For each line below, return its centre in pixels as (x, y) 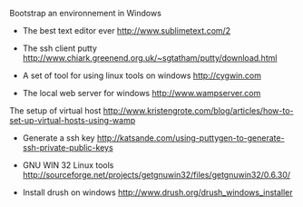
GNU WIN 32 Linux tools (68, 165)
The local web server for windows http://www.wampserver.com (142, 93)
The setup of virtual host (55, 111)
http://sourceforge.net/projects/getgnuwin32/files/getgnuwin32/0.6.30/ (156, 175)
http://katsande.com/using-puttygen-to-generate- (191, 138)
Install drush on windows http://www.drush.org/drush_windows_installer (157, 192)
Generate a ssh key (59, 138)
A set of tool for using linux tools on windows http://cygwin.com (142, 75)
